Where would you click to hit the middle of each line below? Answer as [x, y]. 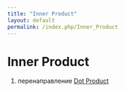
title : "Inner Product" [42, 14]
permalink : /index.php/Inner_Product [63, 27]
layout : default [31, 20]
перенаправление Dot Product [63, 81]
